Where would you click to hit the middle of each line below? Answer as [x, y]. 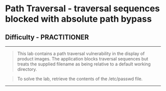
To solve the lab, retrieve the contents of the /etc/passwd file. [80, 79]
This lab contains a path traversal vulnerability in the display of [81, 54]
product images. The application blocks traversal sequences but [83, 59]
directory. [27, 69]
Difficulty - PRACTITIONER [47, 37]
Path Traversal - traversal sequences [83, 9]
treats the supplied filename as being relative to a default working [84, 64]
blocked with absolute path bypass [79, 19]
